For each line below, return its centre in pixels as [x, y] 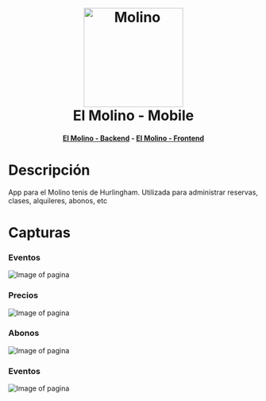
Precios [23, 295]
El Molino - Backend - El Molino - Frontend [133, 138]
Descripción [49, 170]
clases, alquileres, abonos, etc [58, 200]
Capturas [40, 232]
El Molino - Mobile [133, 116]
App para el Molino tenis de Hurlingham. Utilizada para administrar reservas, [133, 192]
